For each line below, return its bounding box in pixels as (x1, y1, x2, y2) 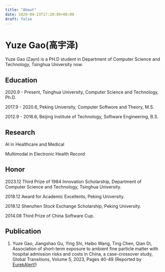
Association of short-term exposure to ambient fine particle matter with (12, 246, 159, 252)
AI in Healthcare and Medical (5, 141, 65, 147)
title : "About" (5, 7, 37, 12)
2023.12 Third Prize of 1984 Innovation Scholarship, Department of (5, 179, 142, 184)
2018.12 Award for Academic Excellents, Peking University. (5, 193, 125, 199)
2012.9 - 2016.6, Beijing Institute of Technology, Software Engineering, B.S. (5, 114, 159, 120)
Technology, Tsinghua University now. (5, 62, 83, 68)
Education (5, 76, 38, 85)
